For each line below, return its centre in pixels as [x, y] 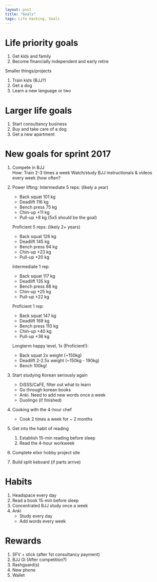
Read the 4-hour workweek [47, 443]
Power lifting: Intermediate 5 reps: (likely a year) [60, 187]
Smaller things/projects [29, 71]
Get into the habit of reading [40, 429]
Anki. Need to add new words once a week [62, 395]
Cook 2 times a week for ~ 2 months [56, 419]
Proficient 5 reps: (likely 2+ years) [46, 227]
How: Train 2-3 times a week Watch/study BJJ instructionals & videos [82, 173]
